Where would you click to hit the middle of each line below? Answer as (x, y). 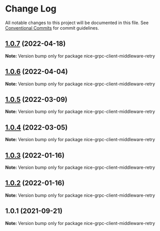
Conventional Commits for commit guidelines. (52, 28)
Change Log (31, 9)
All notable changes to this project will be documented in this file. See (77, 23)
